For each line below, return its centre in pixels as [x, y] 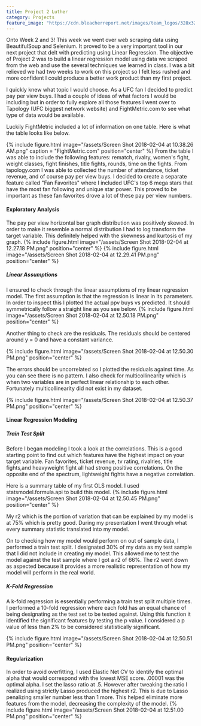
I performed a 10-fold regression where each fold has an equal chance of [96, 608]
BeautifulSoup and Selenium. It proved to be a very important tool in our [95, 46]
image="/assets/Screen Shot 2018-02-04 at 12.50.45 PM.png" [83, 498]
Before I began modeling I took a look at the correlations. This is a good [94, 449]
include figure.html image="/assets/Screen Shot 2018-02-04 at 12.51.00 [95, 710]
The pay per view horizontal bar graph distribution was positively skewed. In [100, 223]
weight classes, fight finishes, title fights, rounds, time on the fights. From [97, 164]
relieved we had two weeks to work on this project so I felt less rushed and [98, 72]
